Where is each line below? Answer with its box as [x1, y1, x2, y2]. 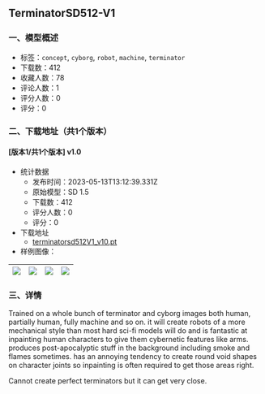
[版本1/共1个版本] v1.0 [8, 147, 82, 157]
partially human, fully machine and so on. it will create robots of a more [8, 317, 246, 327]
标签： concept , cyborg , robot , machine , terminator [19, 52, 186, 62]
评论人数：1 [19, 83, 59, 93]
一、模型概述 [8, 32, 59, 44]
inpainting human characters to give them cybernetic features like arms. [8, 335, 249, 344]
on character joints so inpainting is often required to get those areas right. [8, 361, 254, 370]
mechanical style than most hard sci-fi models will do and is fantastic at [8, 326, 248, 336]
